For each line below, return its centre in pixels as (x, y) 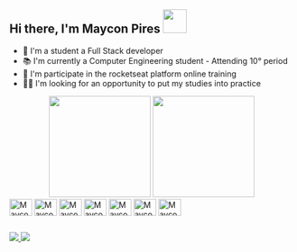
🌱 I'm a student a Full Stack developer (93, 50)
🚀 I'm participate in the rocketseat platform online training (130, 74)
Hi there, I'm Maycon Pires (85, 29)
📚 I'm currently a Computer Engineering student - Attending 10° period (155, 60)
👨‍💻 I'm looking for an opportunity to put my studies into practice (142, 83)
